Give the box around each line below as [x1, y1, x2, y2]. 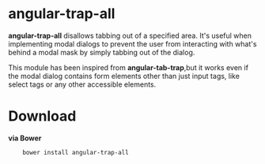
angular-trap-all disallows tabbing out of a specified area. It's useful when [8, 31, 252, 40]
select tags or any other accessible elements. [8, 80, 157, 89]
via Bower [8, 133, 42, 143]
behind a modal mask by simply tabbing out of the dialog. [8, 47, 195, 57]
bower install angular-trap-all [22, 148, 129, 156]
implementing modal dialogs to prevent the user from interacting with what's [8, 39, 257, 48]
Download [8, 107, 77, 125]
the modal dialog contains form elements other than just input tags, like [8, 71, 240, 80]
